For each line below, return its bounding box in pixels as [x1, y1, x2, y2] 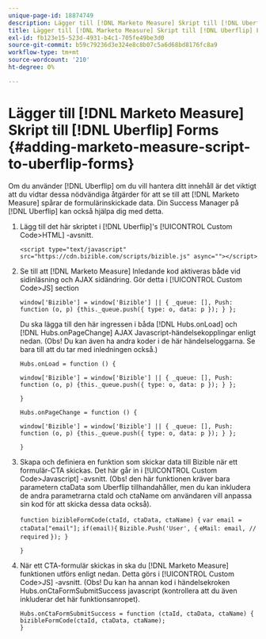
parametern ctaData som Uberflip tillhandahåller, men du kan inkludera [19, 482, 251, 492]
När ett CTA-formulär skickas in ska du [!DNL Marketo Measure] [19, 561, 230, 570]
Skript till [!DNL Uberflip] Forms [8, 121, 219, 139]
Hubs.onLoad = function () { [19, 360, 116, 368]
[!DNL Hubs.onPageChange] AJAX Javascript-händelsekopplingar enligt [19, 327, 256, 337]
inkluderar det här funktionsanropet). [19, 594, 140, 603]
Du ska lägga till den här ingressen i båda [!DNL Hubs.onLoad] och [19, 319, 237, 329]
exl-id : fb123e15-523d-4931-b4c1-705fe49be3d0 [8, 33, 165, 42]
